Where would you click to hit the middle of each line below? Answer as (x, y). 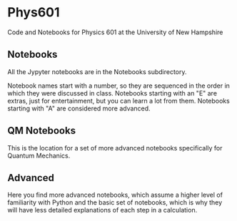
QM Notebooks (42, 131)
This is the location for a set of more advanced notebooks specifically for (115, 148)
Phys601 (34, 12)
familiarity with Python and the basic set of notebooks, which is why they (115, 202)
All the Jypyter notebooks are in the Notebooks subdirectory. (97, 71)
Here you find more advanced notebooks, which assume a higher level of (115, 195)
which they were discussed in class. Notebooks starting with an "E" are (112, 93)
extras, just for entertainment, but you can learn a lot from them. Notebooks (118, 101)
